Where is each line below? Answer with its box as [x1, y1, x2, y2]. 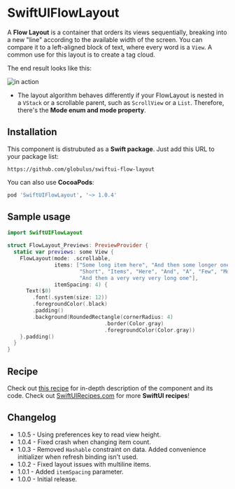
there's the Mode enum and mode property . [17, 106, 146, 114]
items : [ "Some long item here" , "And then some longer [54, 261, 218, 269]
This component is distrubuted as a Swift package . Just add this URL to [7, 145, 215, 153]
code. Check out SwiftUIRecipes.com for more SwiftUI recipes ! [7, 392, 190, 399]
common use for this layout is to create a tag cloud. [7, 50, 155, 59]
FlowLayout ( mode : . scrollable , [20, 255, 111, 262]
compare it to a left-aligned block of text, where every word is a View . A [7, 43, 213, 51]
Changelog [7, 411, 57, 424]
